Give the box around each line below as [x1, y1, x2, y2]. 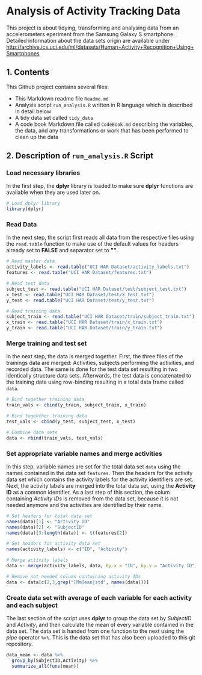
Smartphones [6, 49, 40, 57]
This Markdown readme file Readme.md [14, 95, 109, 102]
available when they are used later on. [6, 188, 100, 196]
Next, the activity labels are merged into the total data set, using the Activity [6, 482, 196, 489]
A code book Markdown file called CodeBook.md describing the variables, [14, 120, 194, 128]
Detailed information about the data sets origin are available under [6, 37, 170, 44]
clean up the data [14, 133, 59, 140]
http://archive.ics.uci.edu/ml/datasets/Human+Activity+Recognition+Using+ [6, 43, 194, 51]
